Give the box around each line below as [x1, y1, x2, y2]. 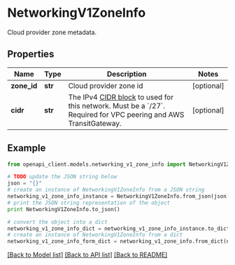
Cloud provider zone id [68, 80, 143, 90]
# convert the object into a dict [7, 218, 108, 225]
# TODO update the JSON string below [7, 173, 117, 180]
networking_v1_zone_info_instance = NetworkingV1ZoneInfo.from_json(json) [7, 193, 230, 200]
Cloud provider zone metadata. [7, 28, 97, 36]
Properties [7, 48, 55, 60]
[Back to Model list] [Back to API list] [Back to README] [7, 250, 168, 259]
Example [7, 142, 46, 155]
